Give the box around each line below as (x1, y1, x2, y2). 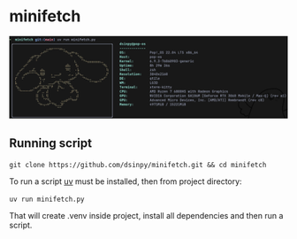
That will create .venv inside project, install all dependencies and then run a (9, 211, 284, 221)
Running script (9, 135, 93, 150)
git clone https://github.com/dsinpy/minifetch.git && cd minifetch (9, 161, 267, 170)
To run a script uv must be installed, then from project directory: (9, 176, 242, 187)
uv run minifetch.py (9, 195, 86, 204)
